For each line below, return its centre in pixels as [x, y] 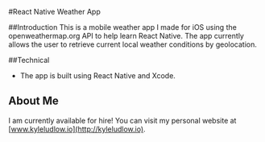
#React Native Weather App [54, 12]
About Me [33, 101]
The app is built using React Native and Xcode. [97, 75]
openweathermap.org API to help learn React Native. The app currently [126, 36]
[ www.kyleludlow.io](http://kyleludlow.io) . [77, 129]
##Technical [29, 60]
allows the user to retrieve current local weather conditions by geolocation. [133, 44]
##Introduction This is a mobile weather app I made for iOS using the [123, 27]
